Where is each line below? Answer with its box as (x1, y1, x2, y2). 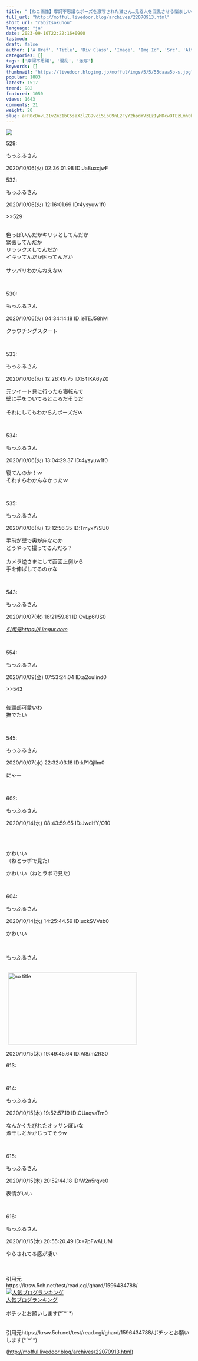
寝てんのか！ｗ (6, 469, 42, 476)
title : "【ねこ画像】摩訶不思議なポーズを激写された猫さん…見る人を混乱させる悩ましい (6, 8, 192, 15)
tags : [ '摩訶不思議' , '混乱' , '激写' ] (6, 58, 94, 64)
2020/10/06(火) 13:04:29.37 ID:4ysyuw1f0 (6, 457, 108, 464)
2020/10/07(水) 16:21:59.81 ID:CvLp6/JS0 (6, 614, 106, 621)
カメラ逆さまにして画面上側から (6, 558, 84, 565)
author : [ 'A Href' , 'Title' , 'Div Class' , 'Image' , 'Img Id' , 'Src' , (6, 47, 181, 53)
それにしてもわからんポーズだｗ (6, 409, 84, 416)
